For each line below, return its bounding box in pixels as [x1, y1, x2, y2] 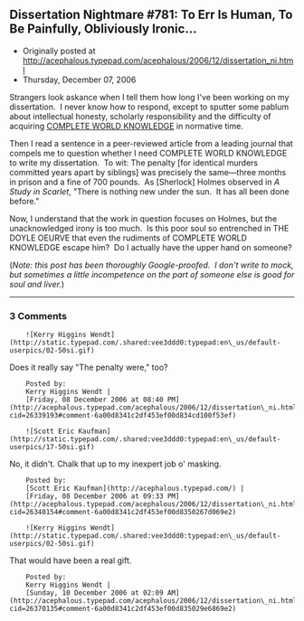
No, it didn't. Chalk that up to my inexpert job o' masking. [9, 458, 222, 469]
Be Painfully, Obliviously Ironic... [9, 22, 197, 37]
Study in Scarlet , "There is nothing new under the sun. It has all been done [9, 185, 290, 197]
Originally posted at [22, 45, 96, 56]
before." [9, 195, 40, 206]
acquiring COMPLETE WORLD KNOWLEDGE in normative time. [9, 120, 244, 131]
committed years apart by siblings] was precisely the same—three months [9, 166, 287, 177]
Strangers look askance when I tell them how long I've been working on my [9, 91, 290, 102]
